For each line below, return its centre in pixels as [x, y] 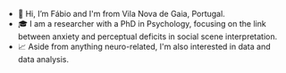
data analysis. [43, 59]
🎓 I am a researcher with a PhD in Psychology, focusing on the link [142, 24]
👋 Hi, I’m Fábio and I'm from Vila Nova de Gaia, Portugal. [121, 14]
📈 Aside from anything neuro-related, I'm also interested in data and [144, 46]
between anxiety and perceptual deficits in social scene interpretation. [147, 36]
